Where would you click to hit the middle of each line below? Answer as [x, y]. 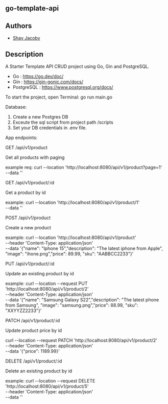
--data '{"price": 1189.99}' [33, 351]
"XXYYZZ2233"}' [23, 311]
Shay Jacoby [26, 38]
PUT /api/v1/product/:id [30, 264]
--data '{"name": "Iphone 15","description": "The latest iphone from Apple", [84, 248]
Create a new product [28, 228]
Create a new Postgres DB [40, 117]
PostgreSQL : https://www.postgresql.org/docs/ [63, 87]
